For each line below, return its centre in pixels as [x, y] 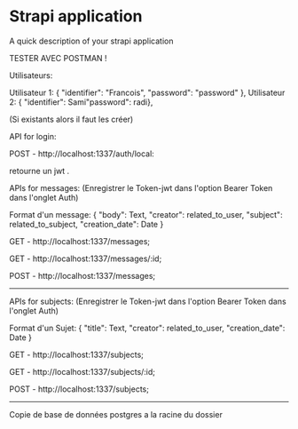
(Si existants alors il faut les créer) [71, 119]
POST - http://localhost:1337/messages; [82, 275]
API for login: [33, 136]
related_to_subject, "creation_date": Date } [86, 224]
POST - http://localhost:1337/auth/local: [82, 154]
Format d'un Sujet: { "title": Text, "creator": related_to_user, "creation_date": [147, 328]
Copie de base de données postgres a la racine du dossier [116, 414]
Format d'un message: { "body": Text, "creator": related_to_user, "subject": [146, 214]
